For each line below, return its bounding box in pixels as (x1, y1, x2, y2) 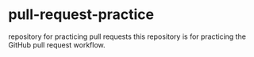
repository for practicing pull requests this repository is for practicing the (8, 32, 246, 41)
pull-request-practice (8, 6, 155, 24)
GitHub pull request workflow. (8, 40, 106, 49)
